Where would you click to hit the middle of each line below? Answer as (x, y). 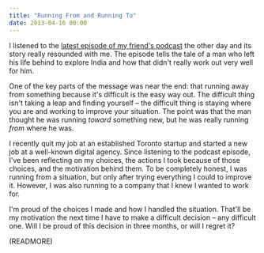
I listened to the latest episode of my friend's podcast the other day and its (130, 45)
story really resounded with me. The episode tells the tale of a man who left (132, 54)
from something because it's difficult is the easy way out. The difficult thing (132, 94)
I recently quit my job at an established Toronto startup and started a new (128, 143)
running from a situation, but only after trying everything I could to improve (130, 177)
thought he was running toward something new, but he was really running (129, 119)
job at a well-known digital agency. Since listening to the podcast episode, (130, 152)
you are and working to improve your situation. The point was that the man (130, 111)
